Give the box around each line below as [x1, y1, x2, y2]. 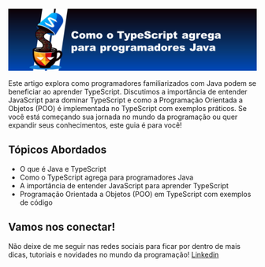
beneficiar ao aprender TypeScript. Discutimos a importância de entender [8, 87, 248, 96]
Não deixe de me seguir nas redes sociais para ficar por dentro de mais [8, 241, 241, 250]
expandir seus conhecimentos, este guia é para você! [8, 121, 183, 130]
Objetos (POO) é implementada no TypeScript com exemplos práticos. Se [8, 104, 247, 113]
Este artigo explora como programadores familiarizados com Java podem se [8, 79, 256, 87]
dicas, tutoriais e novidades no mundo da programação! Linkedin [8, 250, 219, 259]
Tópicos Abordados [8, 143, 107, 157]
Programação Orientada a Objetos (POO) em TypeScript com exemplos [19, 189, 252, 198]
